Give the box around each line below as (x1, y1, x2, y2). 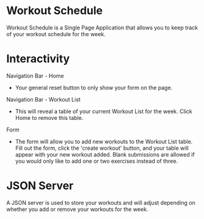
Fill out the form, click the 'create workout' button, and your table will (15, 144, 189, 152)
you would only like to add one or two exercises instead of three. (15, 157, 178, 165)
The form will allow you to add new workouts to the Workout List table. (15, 138, 193, 145)
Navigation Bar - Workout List (6, 95, 81, 103)
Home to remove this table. (15, 114, 84, 121)
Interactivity (6, 52, 70, 66)
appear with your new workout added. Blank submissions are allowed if (15, 150, 195, 158)
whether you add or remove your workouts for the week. (6, 206, 148, 213)
